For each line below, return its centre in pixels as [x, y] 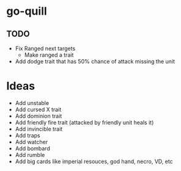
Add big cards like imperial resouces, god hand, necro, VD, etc [94, 161]
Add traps [28, 135]
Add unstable [32, 103]
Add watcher [31, 142]
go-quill [27, 11]
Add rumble [30, 155]
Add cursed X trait [38, 109]
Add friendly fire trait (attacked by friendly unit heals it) [84, 122]
